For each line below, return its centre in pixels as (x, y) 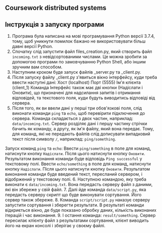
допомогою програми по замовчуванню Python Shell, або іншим (79, 62)
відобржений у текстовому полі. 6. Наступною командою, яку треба (76, 179)
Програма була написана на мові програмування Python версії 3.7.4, (83, 36)
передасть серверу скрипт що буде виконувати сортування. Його (73, 195)
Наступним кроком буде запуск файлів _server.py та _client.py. (77, 72)
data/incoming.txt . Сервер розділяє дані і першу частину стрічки (80, 124)
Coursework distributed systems (56, 8)
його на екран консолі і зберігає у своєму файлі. (55, 226)
